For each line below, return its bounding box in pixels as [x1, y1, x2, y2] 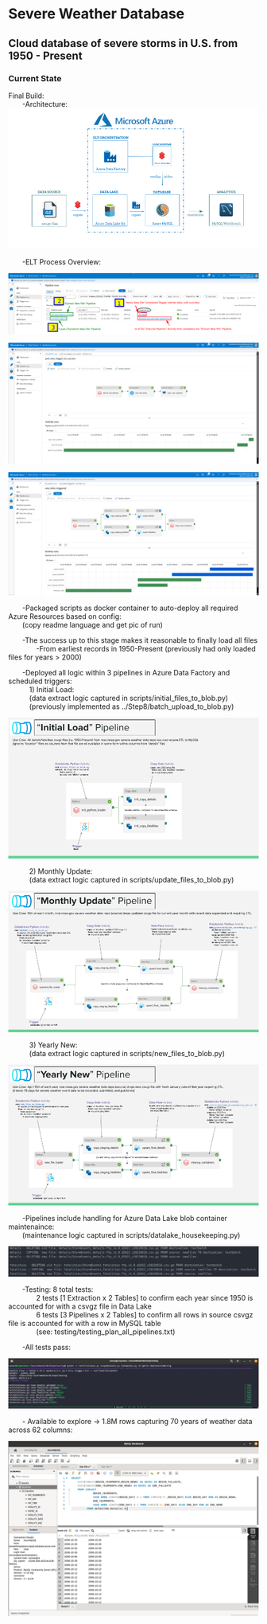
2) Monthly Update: [29, 867, 93, 876]
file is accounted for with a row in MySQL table [8, 1318, 161, 1328]
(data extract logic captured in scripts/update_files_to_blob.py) [29, 875, 234, 885]
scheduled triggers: [8, 676, 73, 686]
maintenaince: [8, 1222, 55, 1231]
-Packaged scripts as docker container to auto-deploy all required [22, 603, 238, 612]
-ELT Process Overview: [22, 257, 102, 267]
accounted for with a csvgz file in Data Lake [8, 1301, 153, 1311]
